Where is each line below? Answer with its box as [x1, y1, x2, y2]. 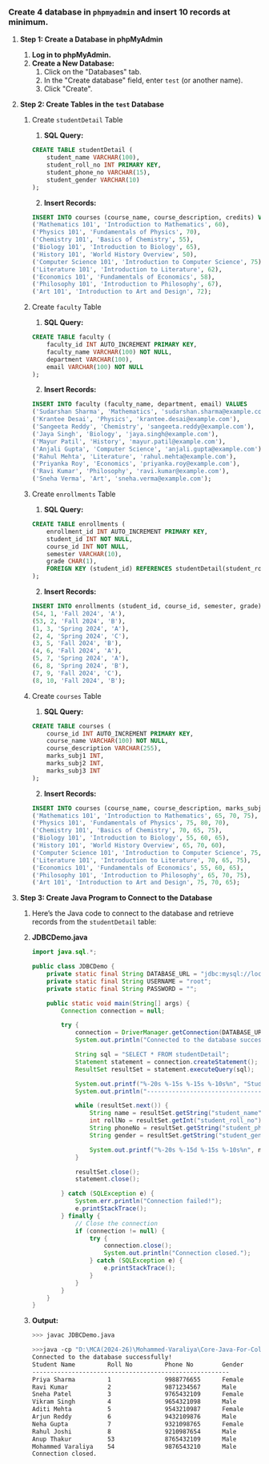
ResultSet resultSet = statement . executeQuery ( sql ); [74, 1065, 255, 1073]
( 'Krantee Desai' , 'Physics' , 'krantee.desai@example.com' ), [31, 415, 240, 423]
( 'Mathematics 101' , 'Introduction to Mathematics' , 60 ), [31, 221, 230, 229]
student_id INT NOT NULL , [46, 535, 134, 543]
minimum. [8, 16, 49, 27]
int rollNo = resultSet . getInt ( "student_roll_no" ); [89, 1117, 266, 1125]
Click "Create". [43, 84, 93, 94]
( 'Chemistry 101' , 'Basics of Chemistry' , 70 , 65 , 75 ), [31, 827, 223, 835]
